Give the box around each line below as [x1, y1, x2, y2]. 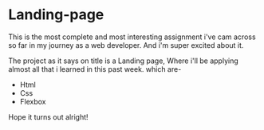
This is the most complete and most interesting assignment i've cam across [8, 32, 257, 41]
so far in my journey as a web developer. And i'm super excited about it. [8, 40, 244, 49]
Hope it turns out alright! [8, 112, 89, 121]
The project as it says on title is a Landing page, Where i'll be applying [8, 56, 239, 65]
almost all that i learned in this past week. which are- [8, 64, 182, 73]
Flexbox [19, 97, 46, 106]
